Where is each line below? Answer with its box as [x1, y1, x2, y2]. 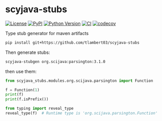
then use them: [5, 68, 37, 74]
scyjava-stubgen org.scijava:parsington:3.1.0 [5, 59, 106, 64]
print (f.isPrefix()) [5, 97, 49, 102]
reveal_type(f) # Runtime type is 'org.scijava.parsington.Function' [5, 111, 158, 116]
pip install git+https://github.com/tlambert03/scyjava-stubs [5, 40, 140, 45]
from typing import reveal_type [5, 106, 74, 111]
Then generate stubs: [5, 49, 50, 55]
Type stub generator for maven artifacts [5, 30, 89, 36]
